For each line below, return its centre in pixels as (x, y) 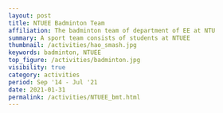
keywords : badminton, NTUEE (55, 53)
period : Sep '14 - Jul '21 (53, 82)
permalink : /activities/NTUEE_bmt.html (74, 97)
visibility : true (37, 68)
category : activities (44, 75)
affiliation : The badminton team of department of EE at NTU (112, 30)
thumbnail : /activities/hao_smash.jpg (72, 45)
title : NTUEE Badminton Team (57, 23)
